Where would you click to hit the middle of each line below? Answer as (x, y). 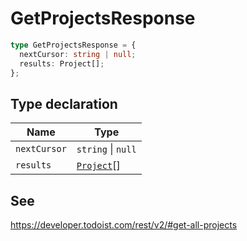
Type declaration (64, 103)
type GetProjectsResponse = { (73, 45)
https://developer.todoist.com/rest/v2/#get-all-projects (124, 225)
